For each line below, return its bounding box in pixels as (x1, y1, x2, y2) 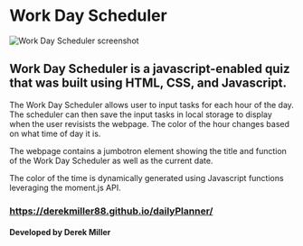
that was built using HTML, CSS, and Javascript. (9, 76, 288, 91)
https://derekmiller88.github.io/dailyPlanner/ (9, 205, 213, 217)
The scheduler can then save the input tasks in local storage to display (9, 109, 273, 120)
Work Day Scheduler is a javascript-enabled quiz (9, 61, 291, 77)
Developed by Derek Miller (9, 227, 111, 238)
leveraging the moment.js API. (9, 182, 121, 193)
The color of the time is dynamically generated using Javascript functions (9, 172, 284, 183)
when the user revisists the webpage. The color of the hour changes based (9, 118, 290, 129)
